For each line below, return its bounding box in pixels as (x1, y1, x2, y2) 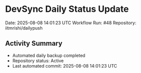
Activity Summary (5, 39, 63, 48)
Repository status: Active (12, 58, 64, 64)
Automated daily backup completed (12, 52, 85, 58)
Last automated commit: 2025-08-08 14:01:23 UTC (12, 63, 118, 69)
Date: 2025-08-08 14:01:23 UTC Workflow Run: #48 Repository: (5, 20, 137, 26)
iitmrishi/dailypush (5, 25, 43, 31)
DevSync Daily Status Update (5, 3, 129, 15)
